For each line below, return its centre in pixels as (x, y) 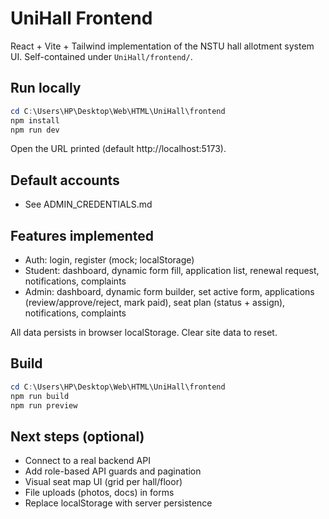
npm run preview (44, 405)
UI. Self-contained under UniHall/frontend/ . (101, 56)
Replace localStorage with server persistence (118, 503)
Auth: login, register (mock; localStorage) (109, 260)
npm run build (40, 396)
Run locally (46, 88)
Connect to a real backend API (87, 461)
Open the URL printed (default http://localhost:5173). (118, 149)
